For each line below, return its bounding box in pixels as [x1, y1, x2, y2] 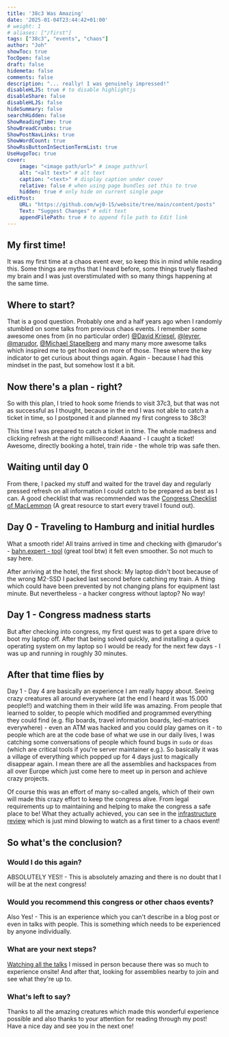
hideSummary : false [7, 106, 63, 112]
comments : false [7, 73, 53, 81]
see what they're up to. [7, 975, 72, 983]
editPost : [7, 195, 36, 202]
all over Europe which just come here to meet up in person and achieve [7, 767, 207, 775]
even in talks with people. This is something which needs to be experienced [7, 920, 221, 929]
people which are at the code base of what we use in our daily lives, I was [7, 731, 215, 739]
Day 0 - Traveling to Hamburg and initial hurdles [7, 522, 215, 533]
